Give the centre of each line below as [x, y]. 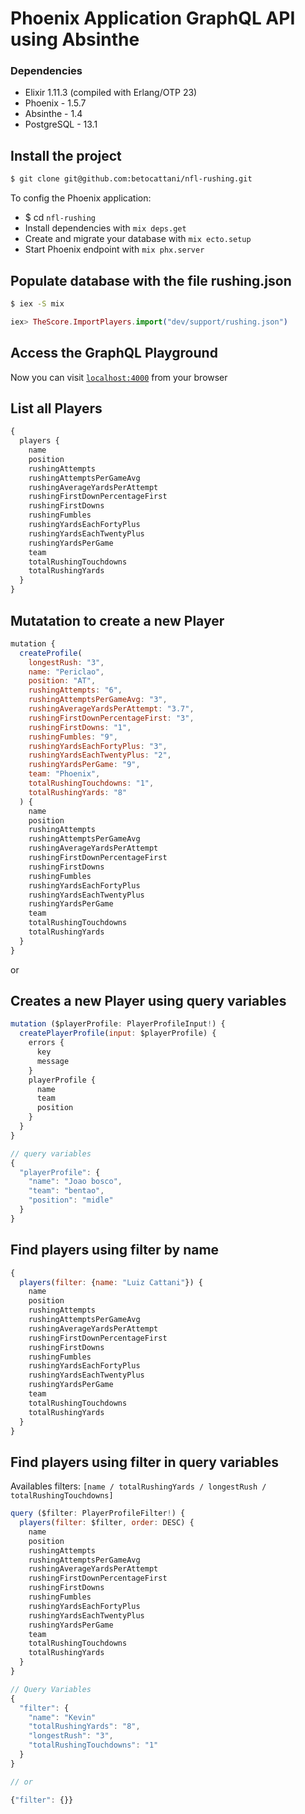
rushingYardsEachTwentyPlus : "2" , [100, 755]
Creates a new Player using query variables [148, 1001]
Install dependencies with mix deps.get [105, 228]
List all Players [56, 408]
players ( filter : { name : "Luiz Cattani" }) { [111, 1282]
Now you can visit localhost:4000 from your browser [119, 377]
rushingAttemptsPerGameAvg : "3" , [98, 700]
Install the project [66, 155]
